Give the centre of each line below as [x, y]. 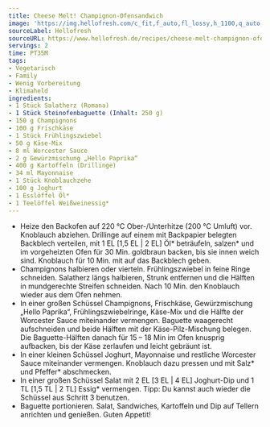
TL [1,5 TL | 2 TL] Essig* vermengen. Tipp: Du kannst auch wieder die [135, 388]
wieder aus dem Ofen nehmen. [71, 294]
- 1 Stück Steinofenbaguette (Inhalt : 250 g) [86, 114]
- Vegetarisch [32, 68]
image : [19, 23]
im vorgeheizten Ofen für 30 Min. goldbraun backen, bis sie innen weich [139, 251]
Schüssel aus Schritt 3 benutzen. [75, 397]
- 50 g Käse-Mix [35, 143]
